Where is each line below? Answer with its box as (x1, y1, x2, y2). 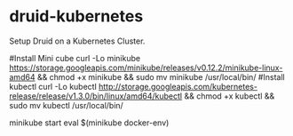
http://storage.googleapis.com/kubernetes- (99, 81, 257, 92)
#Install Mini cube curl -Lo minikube (9, 52, 140, 63)
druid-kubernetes (9, 6, 144, 27)
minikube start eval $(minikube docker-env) (9, 117, 170, 128)
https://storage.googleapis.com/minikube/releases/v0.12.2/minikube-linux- (9, 62, 283, 73)
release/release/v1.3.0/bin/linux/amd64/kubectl (9, 91, 183, 101)
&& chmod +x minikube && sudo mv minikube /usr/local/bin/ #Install (36, 71, 286, 82)
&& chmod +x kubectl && (184, 91, 275, 101)
